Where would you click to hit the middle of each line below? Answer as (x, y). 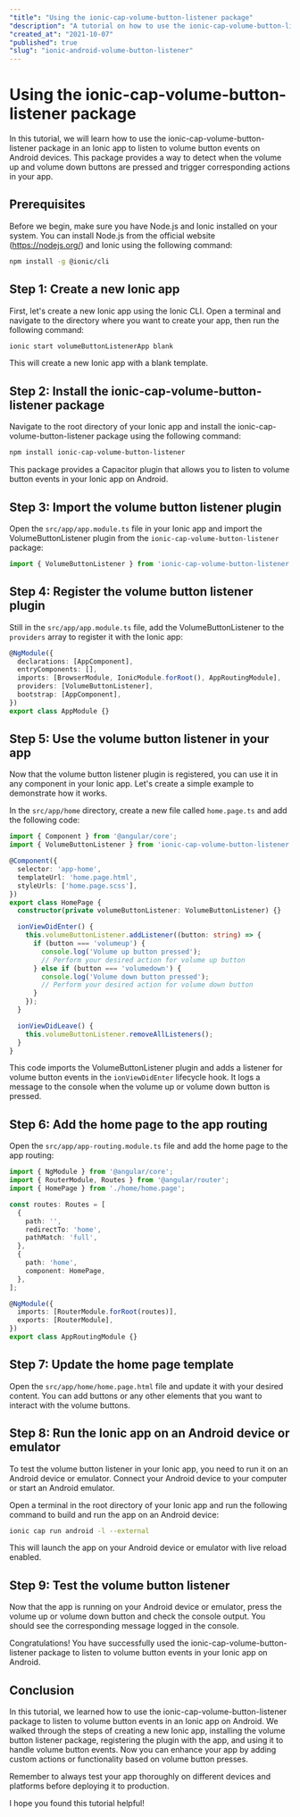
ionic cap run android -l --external (79, 1531)
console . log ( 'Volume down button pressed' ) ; (125, 977)
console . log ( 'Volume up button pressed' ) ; (121, 952)
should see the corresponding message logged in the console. (124, 1626)
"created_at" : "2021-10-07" (62, 34)
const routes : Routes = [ (57, 1204)
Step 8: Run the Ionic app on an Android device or (150, 1434)
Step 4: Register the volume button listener (131, 592)
